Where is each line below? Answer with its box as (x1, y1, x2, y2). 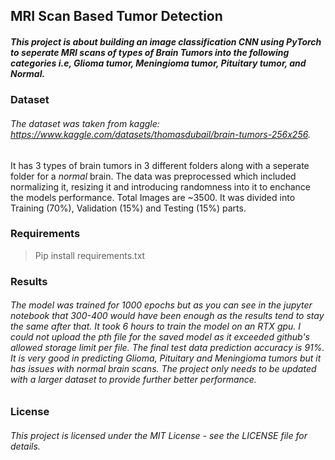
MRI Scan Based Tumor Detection (10, 8, 223, 25)
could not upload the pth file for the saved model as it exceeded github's (10, 331, 311, 343)
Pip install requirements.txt (34, 249, 146, 261)
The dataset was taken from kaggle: (10, 117, 160, 129)
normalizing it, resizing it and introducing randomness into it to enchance (10, 180, 311, 193)
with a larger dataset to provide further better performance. (10, 374, 257, 386)
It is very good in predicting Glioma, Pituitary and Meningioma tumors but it (10, 352, 322, 364)
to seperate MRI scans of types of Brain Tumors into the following (10, 46, 290, 58)
